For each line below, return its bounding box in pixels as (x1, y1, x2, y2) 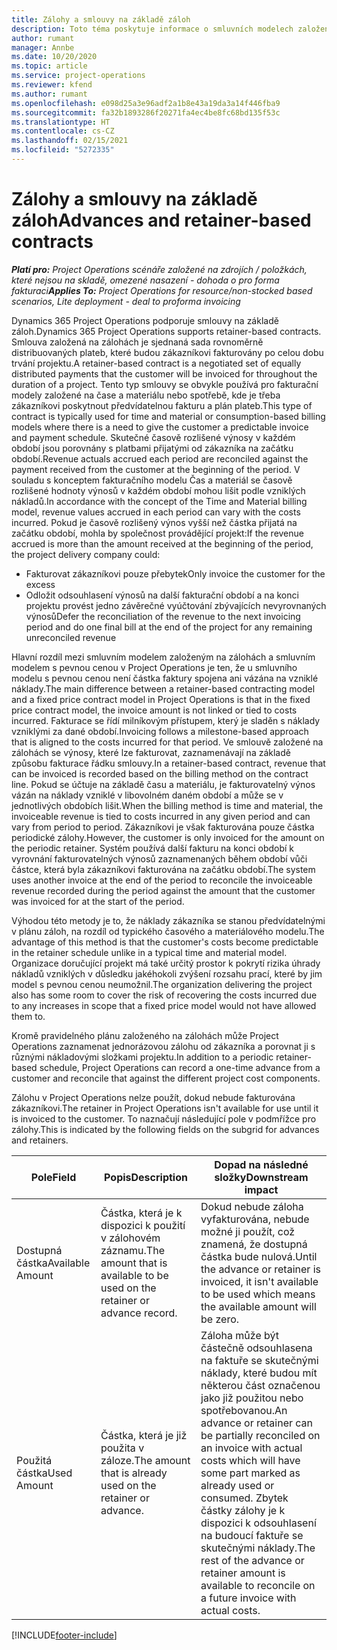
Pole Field (30, 1170, 77, 1184)
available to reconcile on (200, 1578, 316, 1592)
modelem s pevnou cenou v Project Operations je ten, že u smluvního (11, 661, 298, 673)
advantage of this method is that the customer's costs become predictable (11, 936, 319, 948)
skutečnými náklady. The (200, 1541, 316, 1555)
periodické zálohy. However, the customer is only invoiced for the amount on (11, 831, 325, 843)
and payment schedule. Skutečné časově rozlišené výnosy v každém (11, 431, 296, 443)
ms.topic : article (11, 61, 88, 71)
